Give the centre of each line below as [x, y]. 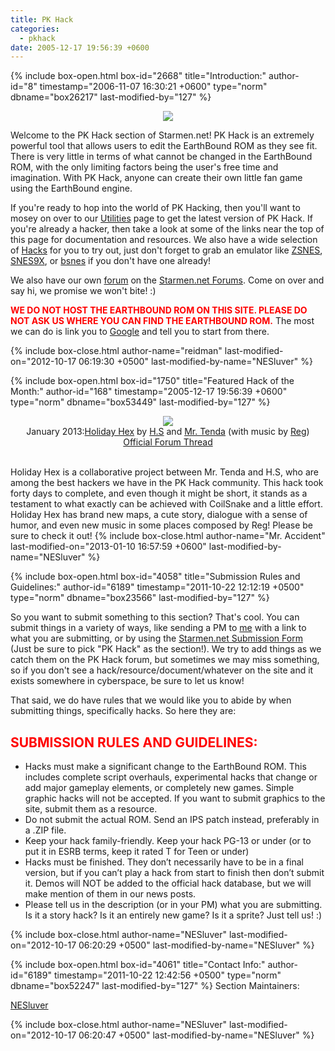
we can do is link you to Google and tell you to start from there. [140, 332]
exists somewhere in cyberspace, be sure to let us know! [127, 681]
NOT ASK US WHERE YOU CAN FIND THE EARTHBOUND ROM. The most [162, 321]
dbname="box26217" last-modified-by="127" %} [111, 97]
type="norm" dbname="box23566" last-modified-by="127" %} [140, 598]
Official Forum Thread [168, 442]
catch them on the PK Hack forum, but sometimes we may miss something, [165, 660]
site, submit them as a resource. [91, 809]
